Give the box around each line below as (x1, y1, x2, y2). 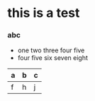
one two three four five (17, 46, 85, 54)
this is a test (7, 5, 80, 21)
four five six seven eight (17, 54, 89, 62)
